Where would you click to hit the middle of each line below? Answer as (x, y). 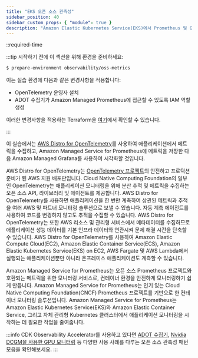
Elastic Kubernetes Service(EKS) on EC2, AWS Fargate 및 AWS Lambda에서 (97, 251)
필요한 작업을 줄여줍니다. (56, 322)
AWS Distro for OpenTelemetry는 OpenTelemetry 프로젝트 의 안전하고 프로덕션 (98, 171)
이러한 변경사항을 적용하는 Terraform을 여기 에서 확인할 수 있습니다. (83, 120)
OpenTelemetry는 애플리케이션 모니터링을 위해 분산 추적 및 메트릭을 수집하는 (101, 185)
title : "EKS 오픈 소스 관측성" (40, 11)
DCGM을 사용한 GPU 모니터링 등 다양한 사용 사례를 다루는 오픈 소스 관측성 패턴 (97, 342)
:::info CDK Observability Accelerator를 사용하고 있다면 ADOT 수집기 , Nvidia (96, 335)
